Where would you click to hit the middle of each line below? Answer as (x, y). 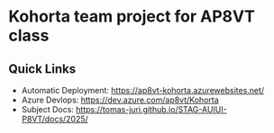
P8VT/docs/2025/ (55, 119)
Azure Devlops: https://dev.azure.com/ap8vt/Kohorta (120, 100)
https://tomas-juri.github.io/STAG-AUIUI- (151, 109)
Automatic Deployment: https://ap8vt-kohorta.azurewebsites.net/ (143, 90)
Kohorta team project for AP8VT (132, 17)
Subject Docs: (47, 109)
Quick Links (42, 69)
